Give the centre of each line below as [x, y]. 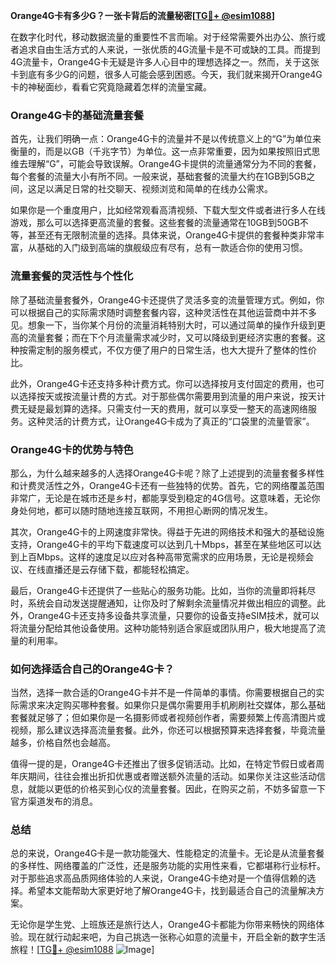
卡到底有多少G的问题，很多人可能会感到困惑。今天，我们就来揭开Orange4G [166, 74]
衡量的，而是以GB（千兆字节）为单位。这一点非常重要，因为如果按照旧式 [161, 151]
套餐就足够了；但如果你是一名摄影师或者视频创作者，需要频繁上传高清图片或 [168, 718]
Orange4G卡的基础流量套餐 [77, 115]
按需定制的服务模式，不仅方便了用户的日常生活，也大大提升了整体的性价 [167, 350]
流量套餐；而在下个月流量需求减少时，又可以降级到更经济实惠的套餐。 [172, 337]
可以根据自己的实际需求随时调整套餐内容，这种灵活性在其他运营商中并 [155, 312]
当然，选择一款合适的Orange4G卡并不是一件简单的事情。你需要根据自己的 [163, 693]
